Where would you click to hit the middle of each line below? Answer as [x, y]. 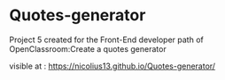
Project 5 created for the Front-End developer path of [106, 40]
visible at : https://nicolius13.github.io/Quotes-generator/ [112, 66]
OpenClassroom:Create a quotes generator [88, 48]
